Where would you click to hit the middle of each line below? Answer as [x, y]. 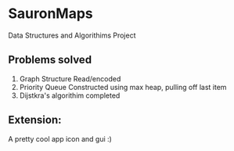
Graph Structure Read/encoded [70, 78]
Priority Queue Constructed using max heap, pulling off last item [123, 87]
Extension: [35, 120]
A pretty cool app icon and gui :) [60, 138]
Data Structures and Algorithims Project [72, 35]
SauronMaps [51, 14]
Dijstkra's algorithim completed [70, 95]
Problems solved [50, 60]
